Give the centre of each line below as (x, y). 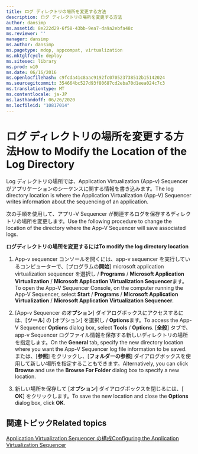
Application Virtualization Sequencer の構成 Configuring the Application (92, 439)
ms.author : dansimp (30, 45)
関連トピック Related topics (56, 423)
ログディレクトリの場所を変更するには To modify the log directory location (98, 247)
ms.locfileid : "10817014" (38, 105)
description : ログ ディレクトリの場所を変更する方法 (64, 17)
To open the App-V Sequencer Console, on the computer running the (99, 288)
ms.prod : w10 (22, 67)
